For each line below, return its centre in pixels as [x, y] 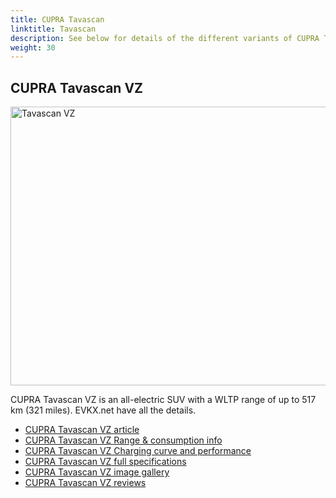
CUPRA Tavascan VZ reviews [85, 483]
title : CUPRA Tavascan [57, 19]
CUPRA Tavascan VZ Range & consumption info [123, 440]
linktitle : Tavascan [53, 29]
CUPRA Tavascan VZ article [82, 430]
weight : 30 [33, 47]
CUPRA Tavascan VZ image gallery [97, 472]
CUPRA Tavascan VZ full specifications [105, 462]
